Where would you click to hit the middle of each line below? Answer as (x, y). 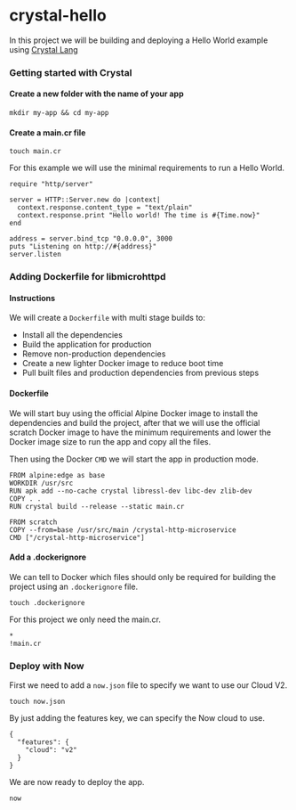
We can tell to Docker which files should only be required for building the (143, 577)
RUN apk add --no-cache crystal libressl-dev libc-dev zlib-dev (131, 491)
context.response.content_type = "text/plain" (105, 208)
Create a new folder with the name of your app (96, 94)
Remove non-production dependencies (94, 354)
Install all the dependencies (72, 335)
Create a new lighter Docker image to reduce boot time (123, 364)
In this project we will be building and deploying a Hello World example (139, 40)
